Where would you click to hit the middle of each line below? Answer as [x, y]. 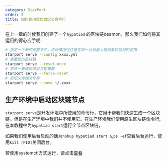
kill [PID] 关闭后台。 [32, 142]
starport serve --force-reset [37, 73]
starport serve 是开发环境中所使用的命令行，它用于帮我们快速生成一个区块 [83, 113]
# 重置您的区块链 [21, 59]
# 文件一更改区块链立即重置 [30, 68]
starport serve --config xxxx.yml [41, 55]
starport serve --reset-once [36, 64]
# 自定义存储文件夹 [23, 78]
